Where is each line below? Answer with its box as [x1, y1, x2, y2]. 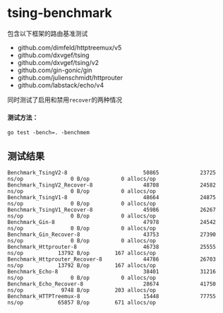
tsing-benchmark [7, 5, 113, 21]
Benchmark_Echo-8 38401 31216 [7, 268, 217, 275]
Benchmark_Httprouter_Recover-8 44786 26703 [7, 256, 217, 263]
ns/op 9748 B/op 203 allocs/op [7, 286, 157, 294]
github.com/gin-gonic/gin [17, 66, 92, 74]
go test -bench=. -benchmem [7, 129, 90, 136]
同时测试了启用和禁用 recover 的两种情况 [7, 95, 123, 104]
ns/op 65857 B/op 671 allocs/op [7, 299, 157, 306]
